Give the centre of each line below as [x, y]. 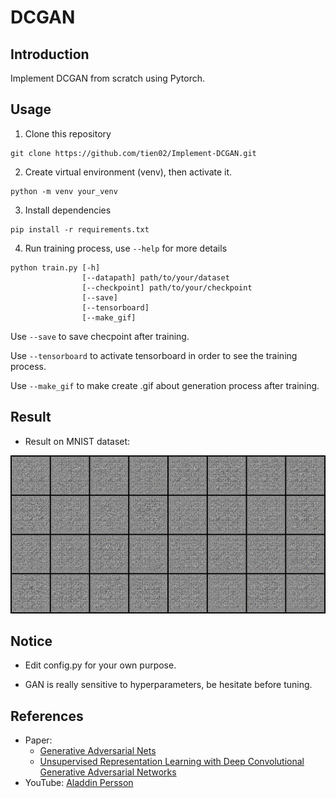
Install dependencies [68, 210]
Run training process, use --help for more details [126, 248]
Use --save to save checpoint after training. [100, 336]
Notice [31, 641]
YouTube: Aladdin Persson [79, 783]
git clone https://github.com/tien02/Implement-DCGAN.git [133, 153]
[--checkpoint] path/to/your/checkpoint [167, 287]
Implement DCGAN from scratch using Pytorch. [108, 78]
